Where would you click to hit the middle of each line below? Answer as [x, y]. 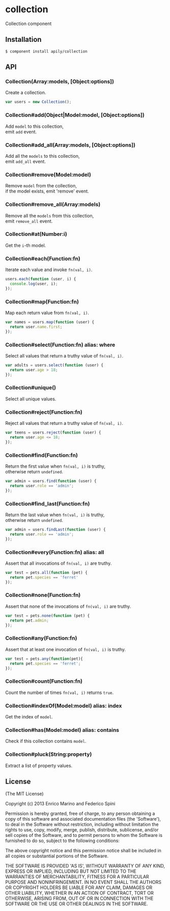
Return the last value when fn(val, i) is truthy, [55, 515]
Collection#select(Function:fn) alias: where [60, 345]
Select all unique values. [31, 399]
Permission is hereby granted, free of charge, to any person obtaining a [80, 813]
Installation [23, 40]
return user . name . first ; [36, 327]
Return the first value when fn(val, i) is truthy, [55, 466]
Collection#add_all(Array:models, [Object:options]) [70, 145]
